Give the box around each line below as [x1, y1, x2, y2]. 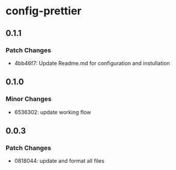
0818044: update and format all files [14, 157, 105, 165]
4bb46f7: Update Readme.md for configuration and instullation [14, 59, 171, 66]
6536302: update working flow [14, 108, 91, 116]
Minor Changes [5, 95, 52, 103]
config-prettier [5, 4, 82, 18]
